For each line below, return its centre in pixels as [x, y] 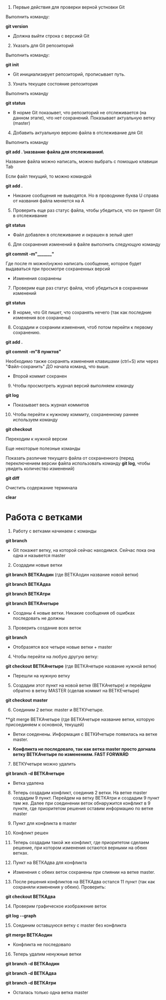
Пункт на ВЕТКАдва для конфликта [50, 862]
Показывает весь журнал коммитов [51, 405]
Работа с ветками [44, 517]
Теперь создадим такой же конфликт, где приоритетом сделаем [81, 842]
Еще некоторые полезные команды [43, 448]
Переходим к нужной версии [37, 439]
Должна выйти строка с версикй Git [51, 36]
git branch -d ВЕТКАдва [31, 973]
